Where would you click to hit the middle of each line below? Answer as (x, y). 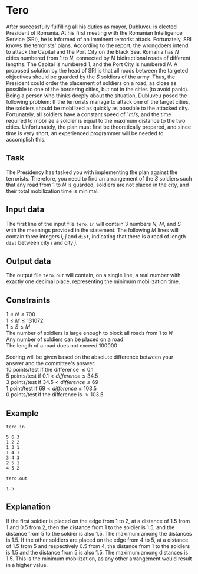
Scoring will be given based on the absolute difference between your (90, 357)
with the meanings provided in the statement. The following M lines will (92, 230)
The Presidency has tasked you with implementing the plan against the (92, 172)
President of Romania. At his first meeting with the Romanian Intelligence (94, 32)
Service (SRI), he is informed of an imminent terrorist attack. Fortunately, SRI (99, 39)
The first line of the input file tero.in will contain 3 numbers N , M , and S (93, 224)
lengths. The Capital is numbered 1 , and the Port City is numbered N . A (92, 64)
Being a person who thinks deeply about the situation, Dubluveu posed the (97, 96)
